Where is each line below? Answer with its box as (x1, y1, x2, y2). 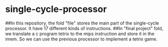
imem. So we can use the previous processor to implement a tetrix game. (5, 36, 158, 42)
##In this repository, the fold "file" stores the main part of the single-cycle (5, 20, 159, 26)
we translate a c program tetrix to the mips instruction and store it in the (5, 30, 155, 36)
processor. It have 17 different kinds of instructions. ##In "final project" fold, (5, 25, 163, 31)
